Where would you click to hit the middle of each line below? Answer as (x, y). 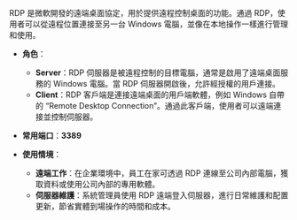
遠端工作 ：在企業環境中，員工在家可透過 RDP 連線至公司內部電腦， (158, 173)
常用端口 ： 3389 (52, 136)
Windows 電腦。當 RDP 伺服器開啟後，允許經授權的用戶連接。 (167, 83)
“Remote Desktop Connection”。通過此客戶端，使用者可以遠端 (160, 106)
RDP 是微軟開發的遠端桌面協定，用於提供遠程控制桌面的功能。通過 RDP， (143, 13)
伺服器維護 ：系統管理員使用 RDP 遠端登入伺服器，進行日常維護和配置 (162, 195)
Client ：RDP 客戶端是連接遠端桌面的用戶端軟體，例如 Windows (151, 95)
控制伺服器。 (74, 117)
